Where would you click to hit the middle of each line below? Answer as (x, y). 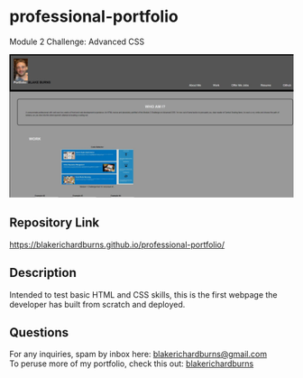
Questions (39, 332)
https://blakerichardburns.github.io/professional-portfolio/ (117, 244)
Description (43, 273)
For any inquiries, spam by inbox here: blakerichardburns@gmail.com (138, 355)
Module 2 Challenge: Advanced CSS (77, 41)
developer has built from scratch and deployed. (97, 304)
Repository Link (55, 223)
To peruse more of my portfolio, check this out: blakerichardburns (132, 364)
